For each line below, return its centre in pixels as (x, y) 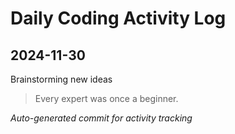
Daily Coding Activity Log (118, 18)
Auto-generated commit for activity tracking (101, 118)
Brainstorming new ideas (61, 79)
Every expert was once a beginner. (106, 98)
